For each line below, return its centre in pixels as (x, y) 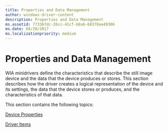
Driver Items (18, 124)
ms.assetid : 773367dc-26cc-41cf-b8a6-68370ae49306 (60, 24)
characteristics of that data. (34, 94)
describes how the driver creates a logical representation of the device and (84, 84)
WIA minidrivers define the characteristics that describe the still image (79, 73)
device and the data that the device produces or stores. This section (77, 78)
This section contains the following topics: (50, 104)
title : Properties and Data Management (48, 10)
